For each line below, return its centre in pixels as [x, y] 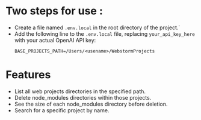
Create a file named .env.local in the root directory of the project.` [97, 27]
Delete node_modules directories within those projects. [83, 97]
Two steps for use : [54, 11]
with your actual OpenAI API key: [55, 40]
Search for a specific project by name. [62, 110]
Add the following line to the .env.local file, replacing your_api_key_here [104, 33]
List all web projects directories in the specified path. [80, 91]
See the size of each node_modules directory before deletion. [91, 104]
